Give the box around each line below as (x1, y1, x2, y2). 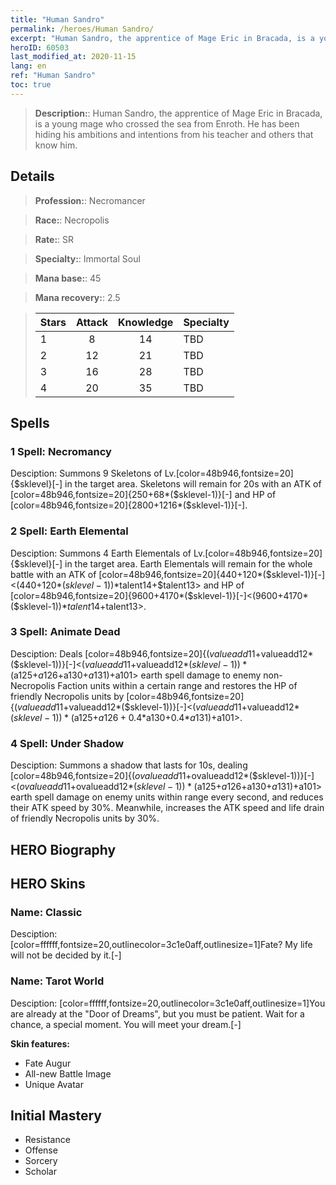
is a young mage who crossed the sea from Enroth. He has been (34, 117, 300, 130)
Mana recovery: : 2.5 (34, 291, 121, 303)
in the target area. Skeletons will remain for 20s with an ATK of (64, 478, 322, 490)
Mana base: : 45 (34, 272, 102, 284)
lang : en (10, 61, 47, 71)
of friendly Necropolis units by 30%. (10, 812, 160, 825)
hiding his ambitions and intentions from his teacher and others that (34, 128, 314, 140)
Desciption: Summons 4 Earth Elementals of (10, 547, 192, 559)
